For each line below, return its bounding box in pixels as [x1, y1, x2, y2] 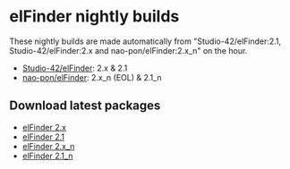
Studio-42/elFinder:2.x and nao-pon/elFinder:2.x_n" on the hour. [9, 45, 248, 55]
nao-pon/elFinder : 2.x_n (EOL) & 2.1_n [21, 72, 163, 82]
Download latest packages [9, 98, 161, 114]
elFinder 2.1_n [21, 150, 73, 161]
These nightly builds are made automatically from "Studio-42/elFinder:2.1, [9, 36, 282, 46]
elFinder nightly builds [9, 6, 180, 27]
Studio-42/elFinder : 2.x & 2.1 [21, 63, 128, 73]
